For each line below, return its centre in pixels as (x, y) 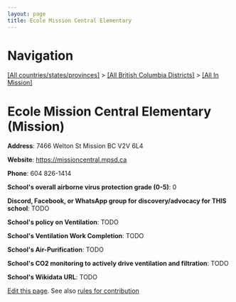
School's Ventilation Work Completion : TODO (76, 236)
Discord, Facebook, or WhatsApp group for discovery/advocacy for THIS (117, 201)
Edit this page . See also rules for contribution (74, 291)
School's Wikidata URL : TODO (53, 277)
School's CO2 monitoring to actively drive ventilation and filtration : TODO (118, 264)
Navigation (40, 56)
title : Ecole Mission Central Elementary (70, 21)
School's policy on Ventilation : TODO (63, 222)
